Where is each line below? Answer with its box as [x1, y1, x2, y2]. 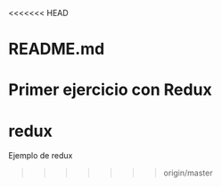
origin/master [163, 167, 213, 178]
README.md [8, 39, 105, 59]
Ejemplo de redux [8, 150, 73, 161]
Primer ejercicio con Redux [8, 80, 212, 100]
